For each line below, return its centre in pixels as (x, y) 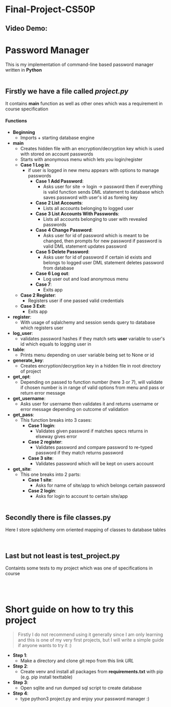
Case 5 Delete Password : (63, 252)
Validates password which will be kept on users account (95, 463)
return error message (43, 393)
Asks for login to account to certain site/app (82, 496)
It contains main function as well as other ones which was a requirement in (84, 104)
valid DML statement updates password (85, 246)
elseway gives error (56, 436)
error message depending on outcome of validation (74, 409)
